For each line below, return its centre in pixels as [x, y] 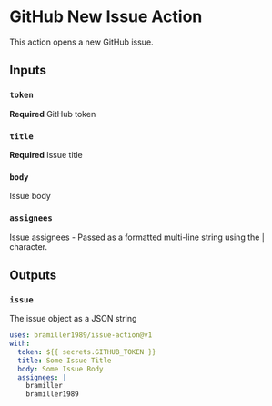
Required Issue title [46, 154]
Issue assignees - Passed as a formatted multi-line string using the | [137, 237]
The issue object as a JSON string [73, 319]
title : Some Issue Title [65, 361]
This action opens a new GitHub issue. [81, 42]
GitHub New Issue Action [106, 17]
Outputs [33, 275]
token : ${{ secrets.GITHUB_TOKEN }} [87, 352]
